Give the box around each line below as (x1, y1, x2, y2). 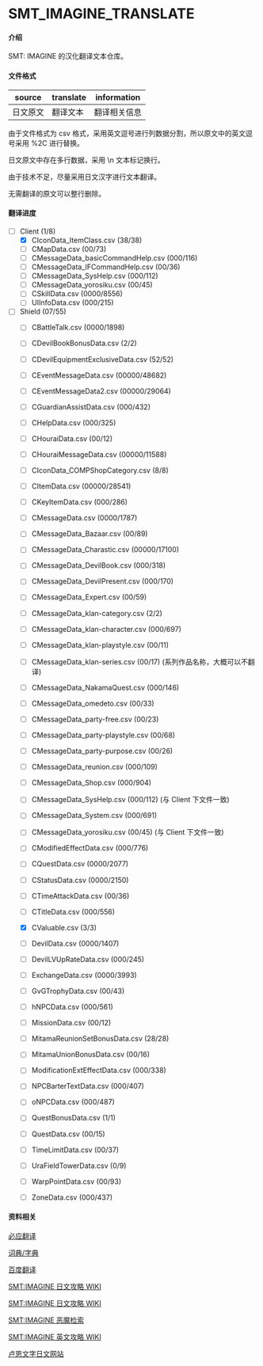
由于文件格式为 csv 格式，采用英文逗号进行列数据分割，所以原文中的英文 (8, 128, 246, 138)
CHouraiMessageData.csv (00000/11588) (31, 449, 167, 459)
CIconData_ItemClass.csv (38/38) (31, 235, 143, 245)
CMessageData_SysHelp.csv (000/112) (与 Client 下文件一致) (31, 795, 230, 805)
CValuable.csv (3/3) (31, 923, 97, 932)
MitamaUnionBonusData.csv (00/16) (31, 1050, 151, 1060)
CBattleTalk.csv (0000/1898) (31, 322, 125, 333)
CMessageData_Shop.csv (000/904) (31, 778, 152, 788)
